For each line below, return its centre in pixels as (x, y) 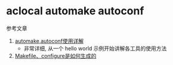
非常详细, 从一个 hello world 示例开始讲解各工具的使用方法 (95, 48)
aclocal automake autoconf (75, 11)
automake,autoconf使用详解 (49, 41)
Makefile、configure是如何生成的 (55, 55)
